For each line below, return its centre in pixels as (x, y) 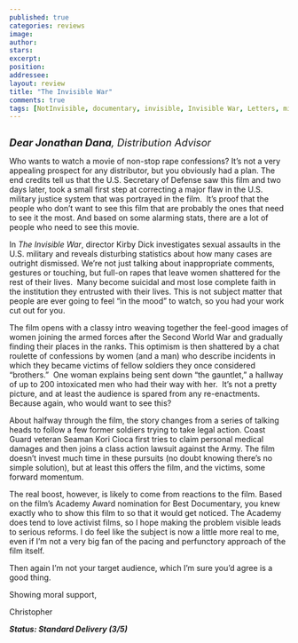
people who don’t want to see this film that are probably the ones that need (147, 209)
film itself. (27, 551)
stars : (21, 51)
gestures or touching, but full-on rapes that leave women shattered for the (145, 273)
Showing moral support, (53, 595)
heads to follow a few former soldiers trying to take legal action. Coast (137, 430)
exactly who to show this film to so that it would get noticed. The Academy (145, 513)
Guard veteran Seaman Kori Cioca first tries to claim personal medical (137, 440)
